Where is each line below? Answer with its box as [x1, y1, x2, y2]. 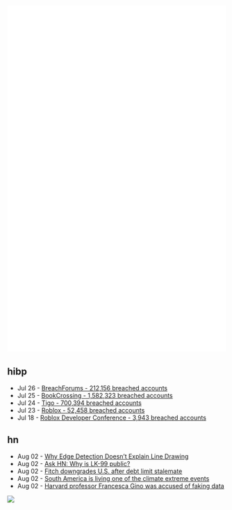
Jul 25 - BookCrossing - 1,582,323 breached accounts [17, 392, 174, 400]
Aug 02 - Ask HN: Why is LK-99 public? [17, 460, 131, 468]
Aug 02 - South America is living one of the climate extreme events [17, 475, 210, 483]
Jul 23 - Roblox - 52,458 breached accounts [17, 406, 145, 415]
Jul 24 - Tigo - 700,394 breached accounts [17, 399, 142, 407]
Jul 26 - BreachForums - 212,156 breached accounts [17, 384, 168, 392]
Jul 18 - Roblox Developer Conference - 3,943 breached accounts [17, 413, 207, 422]
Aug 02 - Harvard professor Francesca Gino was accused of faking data [17, 482, 224, 491]
